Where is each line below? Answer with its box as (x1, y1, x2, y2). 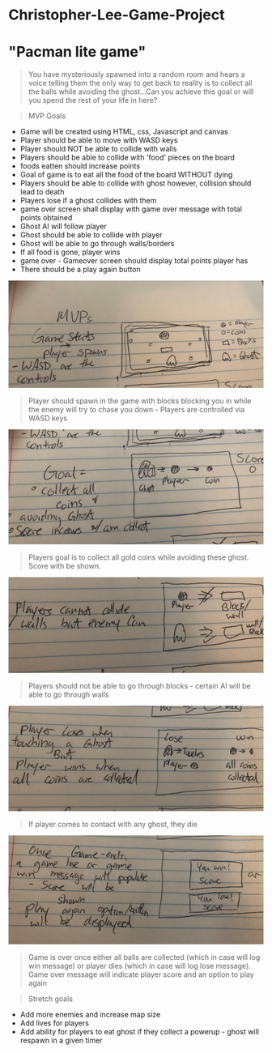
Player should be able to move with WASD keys (19, 135, 178, 145)
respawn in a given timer (19, 1035, 103, 1045)
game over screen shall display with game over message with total (19, 204, 243, 214)
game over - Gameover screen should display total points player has (19, 256, 249, 266)
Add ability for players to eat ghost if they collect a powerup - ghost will (19, 1026, 259, 1036)
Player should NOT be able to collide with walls (19, 144, 177, 154)
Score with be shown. (28, 561, 101, 570)
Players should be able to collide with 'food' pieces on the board (19, 152, 235, 163)
